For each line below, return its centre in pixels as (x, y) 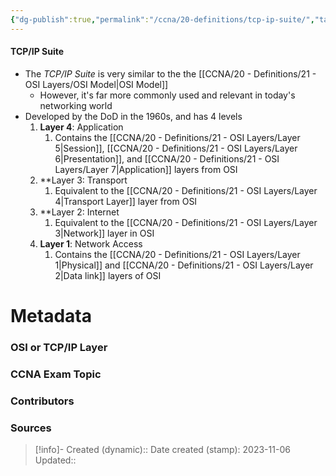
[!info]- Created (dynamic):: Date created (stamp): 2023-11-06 (162, 450)
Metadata (51, 316)
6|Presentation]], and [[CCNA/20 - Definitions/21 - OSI (167, 158)
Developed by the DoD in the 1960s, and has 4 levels (133, 116)
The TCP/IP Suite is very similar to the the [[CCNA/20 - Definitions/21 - (170, 73)
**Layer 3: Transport (83, 180)
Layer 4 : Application (81, 127)
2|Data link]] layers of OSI (108, 275)
